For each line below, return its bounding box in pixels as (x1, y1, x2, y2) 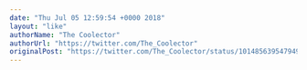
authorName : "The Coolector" (9, 30, 121, 39)
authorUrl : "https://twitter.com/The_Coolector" (9, 38, 198, 48)
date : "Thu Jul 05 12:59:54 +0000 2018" (9, 13, 166, 23)
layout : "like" (9, 22, 68, 31)
